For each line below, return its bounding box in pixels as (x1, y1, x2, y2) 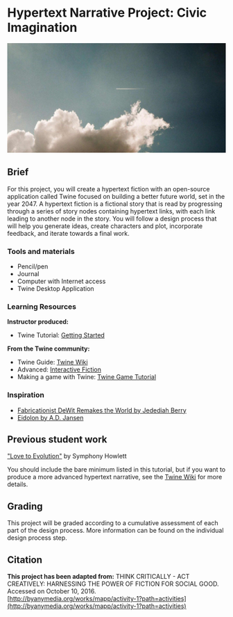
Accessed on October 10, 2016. (7, 587, 96, 595)
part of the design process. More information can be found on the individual (7, 527, 224, 535)
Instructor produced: (7, 318, 69, 326)
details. (7, 480, 28, 488)
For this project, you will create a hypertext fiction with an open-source (7, 184, 210, 193)
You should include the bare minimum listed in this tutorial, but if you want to (7, 465, 226, 474)
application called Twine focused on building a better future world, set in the (7, 192, 225, 200)
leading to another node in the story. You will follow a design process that (7, 214, 217, 223)
